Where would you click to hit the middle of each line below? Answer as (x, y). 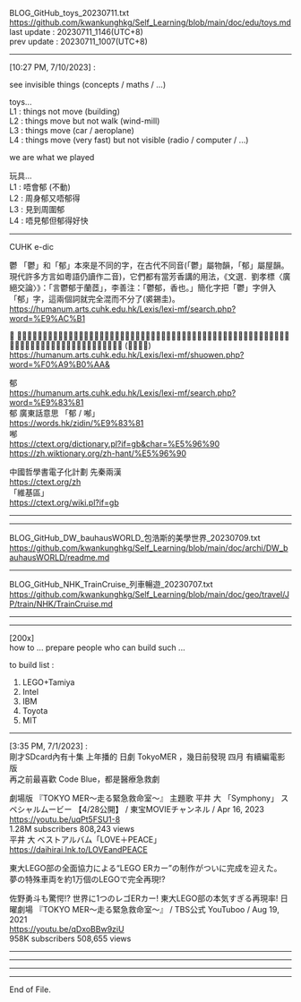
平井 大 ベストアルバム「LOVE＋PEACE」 (86, 839)
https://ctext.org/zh (45, 482)
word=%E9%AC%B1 (47, 318)
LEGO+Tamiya (48, 682)
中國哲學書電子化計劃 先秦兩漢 (65, 472)
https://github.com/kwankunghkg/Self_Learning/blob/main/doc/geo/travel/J (149, 594)
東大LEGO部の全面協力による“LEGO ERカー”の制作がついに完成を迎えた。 (146, 868)
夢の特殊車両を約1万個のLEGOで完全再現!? (87, 879)
